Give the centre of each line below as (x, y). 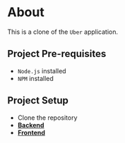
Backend (31, 125)
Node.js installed (42, 70)
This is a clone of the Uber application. (63, 32)
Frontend (31, 132)
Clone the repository (47, 118)
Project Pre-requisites (57, 54)
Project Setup (38, 100)
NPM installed (36, 78)
